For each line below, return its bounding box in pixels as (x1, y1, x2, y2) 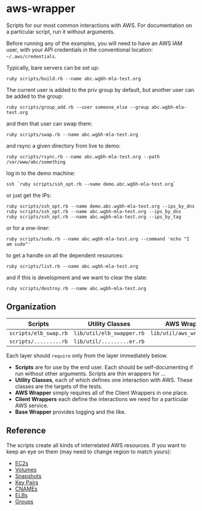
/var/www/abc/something (6, 159, 66, 165)
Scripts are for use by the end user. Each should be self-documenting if (14, 363, 194, 370)
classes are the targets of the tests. (14, 382, 103, 390)
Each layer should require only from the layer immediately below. (6, 352, 168, 359)
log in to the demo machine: (6, 169, 76, 177)
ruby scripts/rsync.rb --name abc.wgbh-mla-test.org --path (6, 154, 161, 160)
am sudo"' (6, 241, 31, 247)
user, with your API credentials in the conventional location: (6, 46, 153, 53)
